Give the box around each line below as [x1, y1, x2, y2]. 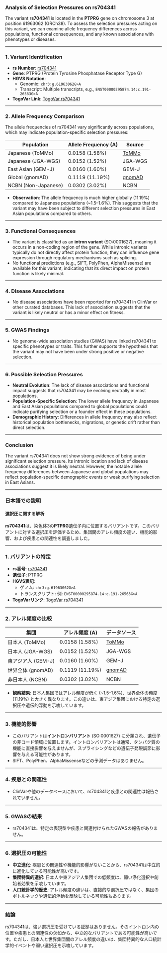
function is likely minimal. [12, 271, 65, 277]
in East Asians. [5, 479, 35, 485]
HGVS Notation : [12, 75, 46, 81]
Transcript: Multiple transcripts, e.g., [19, 86, 94, 92]
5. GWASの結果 [5, 813, 42, 820]
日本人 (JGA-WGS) [7, 648, 53, 655]
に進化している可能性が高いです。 [12, 868, 82, 874]
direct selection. [12, 424, 46, 430]
